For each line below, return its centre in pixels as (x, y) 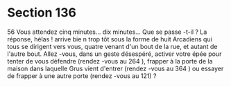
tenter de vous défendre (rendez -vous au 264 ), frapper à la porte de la (110, 61)
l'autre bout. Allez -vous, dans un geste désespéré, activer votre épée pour (114, 54)
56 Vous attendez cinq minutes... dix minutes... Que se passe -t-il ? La (107, 32)
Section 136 (42, 13)
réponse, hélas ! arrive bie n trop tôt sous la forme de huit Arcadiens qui (110, 39)
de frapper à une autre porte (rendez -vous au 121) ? (82, 76)
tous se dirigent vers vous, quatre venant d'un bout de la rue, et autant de (112, 46)
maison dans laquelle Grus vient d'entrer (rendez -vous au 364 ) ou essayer (115, 68)
